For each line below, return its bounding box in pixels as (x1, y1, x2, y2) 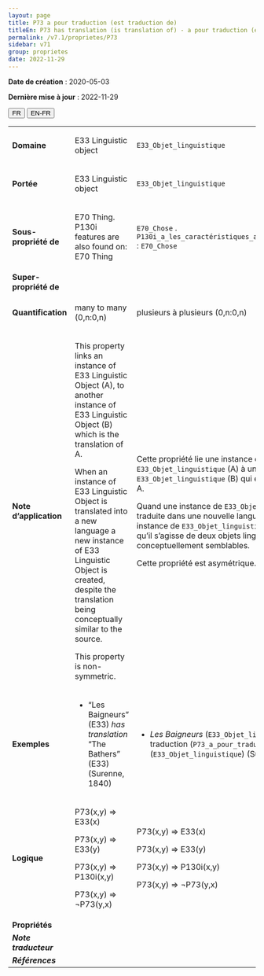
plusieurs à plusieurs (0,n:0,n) (136, 307, 247, 318)
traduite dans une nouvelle (136, 510, 235, 521)
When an (74, 466, 108, 477)
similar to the (74, 623, 123, 634)
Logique (12, 853, 43, 864)
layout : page (8, 11, 51, 20)
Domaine (12, 139, 47, 150)
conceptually (74, 613, 123, 624)
